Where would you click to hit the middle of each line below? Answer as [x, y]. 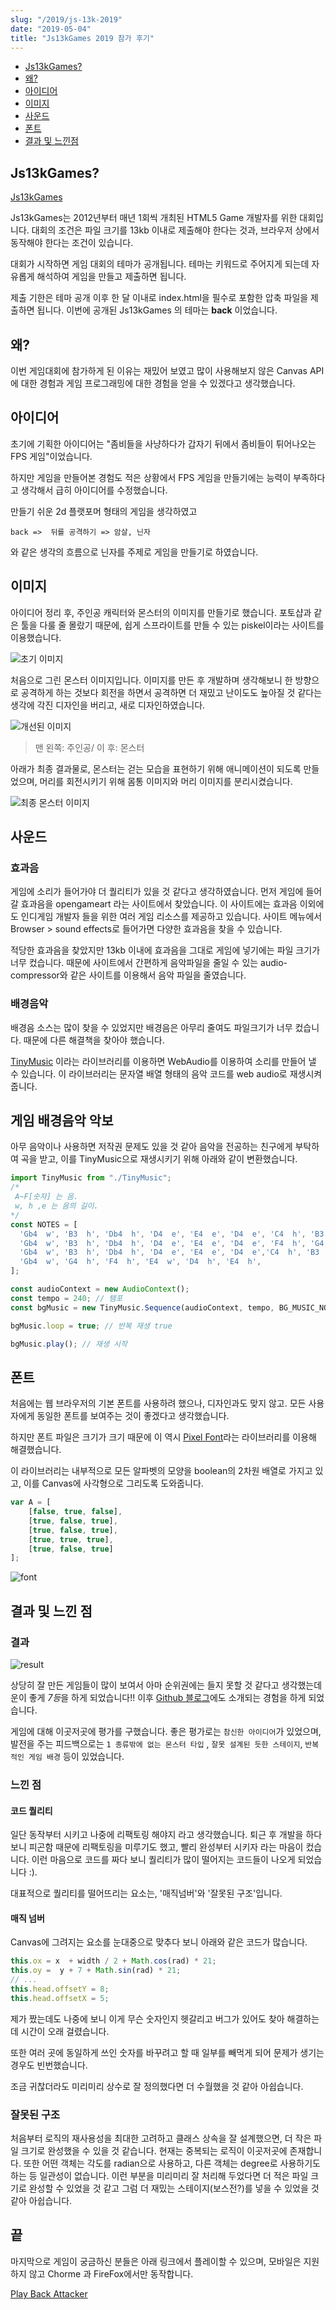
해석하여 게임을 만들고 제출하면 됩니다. [111, 277]
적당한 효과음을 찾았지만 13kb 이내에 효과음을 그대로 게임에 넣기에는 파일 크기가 [165, 950]
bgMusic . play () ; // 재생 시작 [69, 1344]
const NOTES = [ [44, 1224]
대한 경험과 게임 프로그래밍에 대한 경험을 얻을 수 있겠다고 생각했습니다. [158, 383]
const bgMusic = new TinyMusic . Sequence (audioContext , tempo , [142, 1307]
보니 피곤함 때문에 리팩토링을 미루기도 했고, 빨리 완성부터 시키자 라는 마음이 [157, 1847]
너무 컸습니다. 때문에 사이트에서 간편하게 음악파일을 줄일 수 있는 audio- [149, 963]
